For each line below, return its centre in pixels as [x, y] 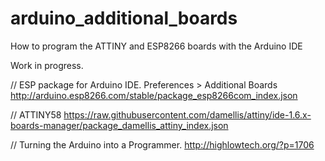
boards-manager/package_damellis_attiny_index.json [119, 125]
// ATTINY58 [36, 114]
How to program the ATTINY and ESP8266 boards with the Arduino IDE [156, 46]
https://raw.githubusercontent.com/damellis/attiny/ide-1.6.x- [187, 114]
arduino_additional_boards [124, 18]
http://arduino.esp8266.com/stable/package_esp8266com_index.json [154, 95]
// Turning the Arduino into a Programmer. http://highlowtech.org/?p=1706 [162, 144]
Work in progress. [47, 65]
